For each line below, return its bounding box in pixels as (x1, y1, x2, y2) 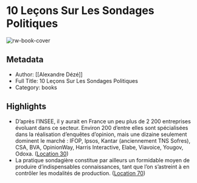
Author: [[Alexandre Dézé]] (15, 71, 83, 78)
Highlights (6, 101, 47, 112)
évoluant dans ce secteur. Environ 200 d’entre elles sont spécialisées (15, 124, 188, 131)
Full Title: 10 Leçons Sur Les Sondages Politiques (15, 77, 139, 84)
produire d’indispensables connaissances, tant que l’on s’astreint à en (15, 163, 190, 170)
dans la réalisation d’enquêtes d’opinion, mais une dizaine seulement (15, 131, 187, 138)
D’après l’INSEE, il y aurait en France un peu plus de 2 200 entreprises (15, 117, 192, 125)
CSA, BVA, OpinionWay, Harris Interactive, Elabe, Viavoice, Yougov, (15, 143, 184, 151)
